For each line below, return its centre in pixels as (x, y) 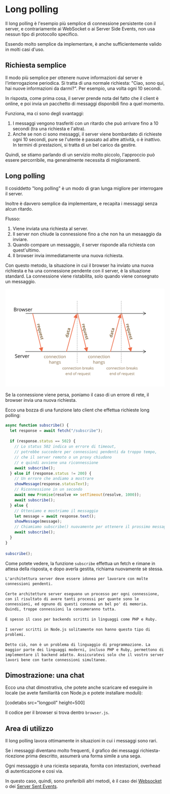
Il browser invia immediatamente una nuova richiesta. (68, 255)
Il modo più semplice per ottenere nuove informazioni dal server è (74, 78)
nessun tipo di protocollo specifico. (42, 34)
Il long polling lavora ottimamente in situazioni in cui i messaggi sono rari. (81, 741)
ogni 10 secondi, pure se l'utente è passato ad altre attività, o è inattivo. (87, 139)
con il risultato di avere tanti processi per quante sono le (72, 599)
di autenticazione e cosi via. (34, 771)
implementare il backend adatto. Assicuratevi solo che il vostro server (85, 655)
